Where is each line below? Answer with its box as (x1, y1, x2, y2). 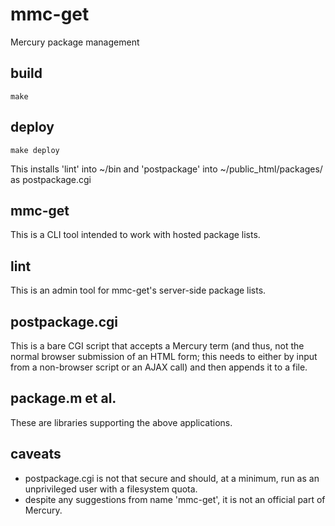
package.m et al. (10, 390, 117, 407)
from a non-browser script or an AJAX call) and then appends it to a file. (10, 361, 308, 373)
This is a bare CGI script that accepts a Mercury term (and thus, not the (10, 340, 305, 352)
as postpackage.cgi (10, 173, 92, 185)
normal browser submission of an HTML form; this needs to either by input (10, 351, 318, 362)
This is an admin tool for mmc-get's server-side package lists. (10, 284, 267, 297)
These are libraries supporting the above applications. (10, 416, 233, 428)
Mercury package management (10, 36, 140, 48)
